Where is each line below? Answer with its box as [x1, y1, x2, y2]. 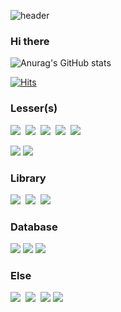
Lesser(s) [10, 101, 58, 115]
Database [10, 220, 58, 234]
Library [10, 171, 47, 185]
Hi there [10, 34, 50, 48]
